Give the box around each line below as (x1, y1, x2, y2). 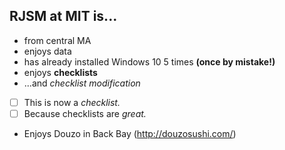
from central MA (23, 34, 92, 46)
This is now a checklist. (23, 96, 121, 108)
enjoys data (23, 45, 72, 57)
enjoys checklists (23, 66, 98, 78)
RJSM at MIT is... (9, 8, 118, 25)
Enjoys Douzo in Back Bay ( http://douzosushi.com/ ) (23, 127, 237, 139)
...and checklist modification (23, 77, 141, 89)
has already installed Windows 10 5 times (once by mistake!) (23, 55, 276, 68)
